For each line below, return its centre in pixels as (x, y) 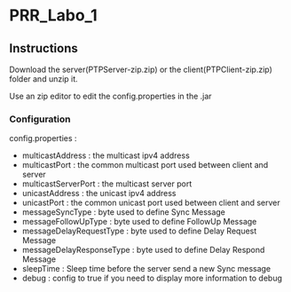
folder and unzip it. (43, 79)
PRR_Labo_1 (53, 16)
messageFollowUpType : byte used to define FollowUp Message (139, 222)
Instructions (43, 48)
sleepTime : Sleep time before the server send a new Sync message (146, 269)
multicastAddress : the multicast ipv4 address (106, 155)
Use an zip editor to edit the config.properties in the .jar (110, 96)
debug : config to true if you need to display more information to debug (152, 278)
